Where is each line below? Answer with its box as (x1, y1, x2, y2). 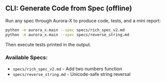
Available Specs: (5, 54, 48, 61)
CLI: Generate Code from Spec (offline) (5, 4, 132, 13)
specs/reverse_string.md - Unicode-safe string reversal (12, 71, 131, 77)
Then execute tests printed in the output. (5, 41, 91, 47)
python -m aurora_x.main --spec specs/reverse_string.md (5, 32, 130, 37)
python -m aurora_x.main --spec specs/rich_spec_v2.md (5, 28, 125, 33)
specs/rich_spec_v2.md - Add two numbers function (12, 66, 122, 72)
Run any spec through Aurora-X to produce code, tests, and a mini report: (5, 17, 161, 23)
